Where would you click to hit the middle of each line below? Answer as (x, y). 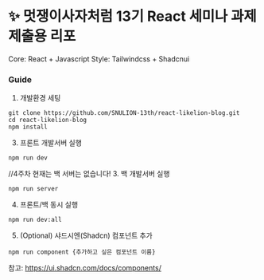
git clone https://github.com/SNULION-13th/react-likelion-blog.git (124, 113)
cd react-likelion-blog (48, 120)
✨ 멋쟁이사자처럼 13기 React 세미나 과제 (132, 16)
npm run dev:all (35, 220)
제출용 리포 (42, 36)
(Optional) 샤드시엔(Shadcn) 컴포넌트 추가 (86, 235)
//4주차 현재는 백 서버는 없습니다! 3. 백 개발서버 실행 (89, 174)
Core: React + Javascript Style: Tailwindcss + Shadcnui (99, 59)
